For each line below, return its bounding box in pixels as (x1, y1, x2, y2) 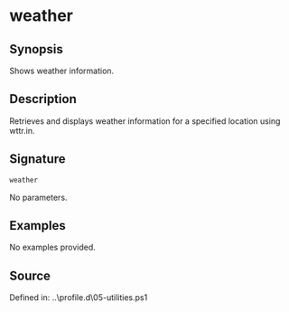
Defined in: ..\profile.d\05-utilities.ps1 (9, 292, 148, 303)
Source (9, 268, 51, 283)
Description (9, 91, 77, 107)
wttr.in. (9, 125, 35, 136)
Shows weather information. (9, 65, 115, 76)
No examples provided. (9, 241, 97, 253)
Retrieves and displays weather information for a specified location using (9, 115, 281, 127)
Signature (9, 151, 66, 167)
